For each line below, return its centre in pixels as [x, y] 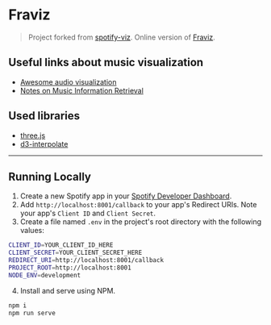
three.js [33, 135]
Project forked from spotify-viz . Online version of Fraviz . [121, 37]
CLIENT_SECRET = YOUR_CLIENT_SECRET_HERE [75, 253]
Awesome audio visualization [68, 81]
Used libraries [44, 116]
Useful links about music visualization [106, 62]
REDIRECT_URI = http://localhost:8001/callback [86, 260]
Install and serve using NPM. [67, 290]
